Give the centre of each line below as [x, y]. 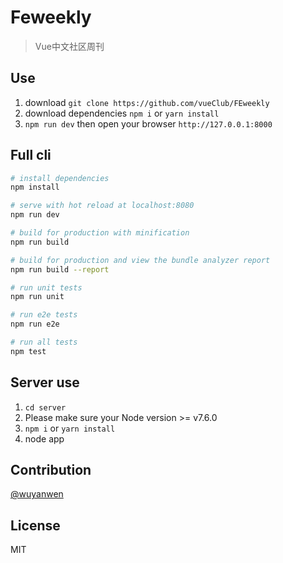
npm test [28, 351]
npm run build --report [60, 269]
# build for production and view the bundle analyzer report [140, 260]
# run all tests [44, 342]
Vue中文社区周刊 [69, 46]
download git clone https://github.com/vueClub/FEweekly [147, 102]
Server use [45, 382]
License [35, 525]
